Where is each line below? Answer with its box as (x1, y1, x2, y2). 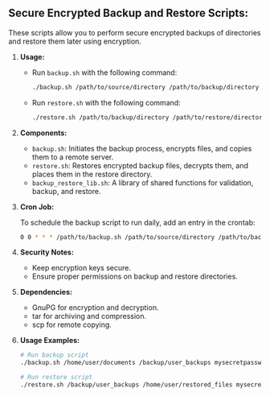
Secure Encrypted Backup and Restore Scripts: (8, 6, 249, 20)
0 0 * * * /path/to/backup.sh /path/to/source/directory (19, 233, 215, 241)
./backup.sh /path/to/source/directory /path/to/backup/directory (31, 83, 260, 91)
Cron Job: (19, 201, 55, 212)
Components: (19, 128, 67, 138)
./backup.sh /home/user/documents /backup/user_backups (19, 358, 211, 367)
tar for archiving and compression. (31, 312, 147, 321)
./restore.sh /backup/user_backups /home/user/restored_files (19, 381, 233, 389)
